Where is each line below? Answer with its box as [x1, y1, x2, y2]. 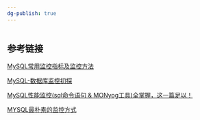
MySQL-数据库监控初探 [7, 76, 73, 85]
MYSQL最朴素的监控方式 [7, 106, 77, 114]
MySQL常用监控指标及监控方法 [7, 62, 95, 70]
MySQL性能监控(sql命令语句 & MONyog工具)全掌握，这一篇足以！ [7, 91, 193, 100]
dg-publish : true [7, 10, 57, 17]
